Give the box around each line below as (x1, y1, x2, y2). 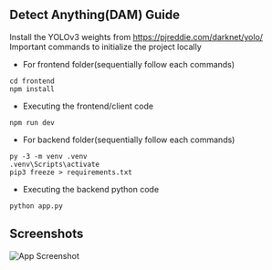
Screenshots (9, 226, 84, 242)
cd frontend (9, 77, 55, 86)
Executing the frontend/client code (22, 100, 153, 111)
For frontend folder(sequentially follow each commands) (22, 58, 235, 69)
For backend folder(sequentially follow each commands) (22, 134, 235, 145)
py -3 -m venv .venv (9, 151, 89, 161)
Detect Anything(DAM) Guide (9, 7, 181, 23)
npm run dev (9, 118, 55, 127)
